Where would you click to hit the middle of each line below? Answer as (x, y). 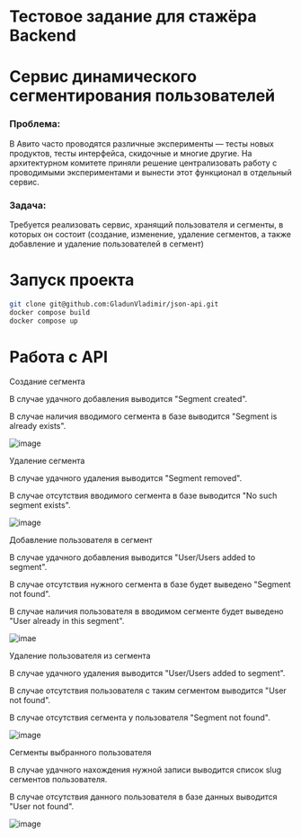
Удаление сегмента (47, 461)
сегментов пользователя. (58, 780)
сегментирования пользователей (142, 96)
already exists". (38, 426)
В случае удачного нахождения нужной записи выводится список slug (146, 770)
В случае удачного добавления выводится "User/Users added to (133, 557)
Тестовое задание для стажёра (133, 17)
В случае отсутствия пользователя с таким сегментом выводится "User (148, 691)
